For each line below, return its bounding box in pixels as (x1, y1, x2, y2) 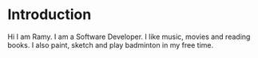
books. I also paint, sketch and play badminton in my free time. (7, 40, 213, 49)
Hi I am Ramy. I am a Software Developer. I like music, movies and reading (7, 32, 251, 41)
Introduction (7, 6, 92, 24)
